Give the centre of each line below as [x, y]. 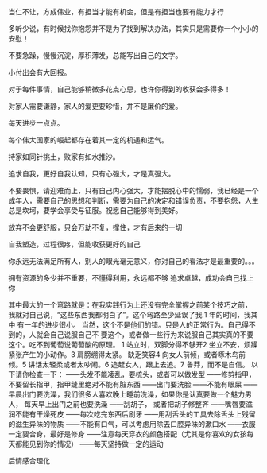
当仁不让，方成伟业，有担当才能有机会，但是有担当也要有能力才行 [116, 12]
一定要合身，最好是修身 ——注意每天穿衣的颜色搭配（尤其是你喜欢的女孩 [128, 434]
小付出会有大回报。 [40, 72]
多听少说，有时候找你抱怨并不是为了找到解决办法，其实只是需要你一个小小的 [133, 29]
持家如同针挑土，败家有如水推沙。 [64, 157]
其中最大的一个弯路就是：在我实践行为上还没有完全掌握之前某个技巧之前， [130, 305]
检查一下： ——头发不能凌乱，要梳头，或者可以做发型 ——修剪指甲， [142, 374]
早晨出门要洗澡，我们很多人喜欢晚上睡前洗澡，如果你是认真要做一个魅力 [126, 394]
